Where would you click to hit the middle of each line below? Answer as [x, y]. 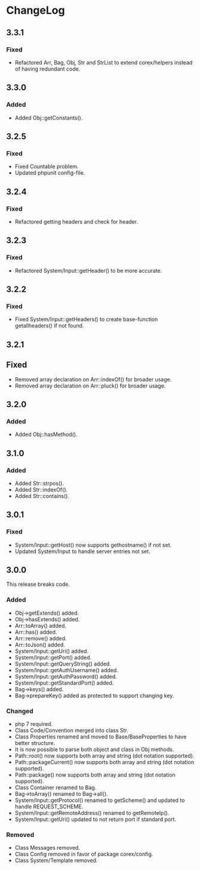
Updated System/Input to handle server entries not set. [82, 551]
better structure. [35, 743]
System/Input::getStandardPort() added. [64, 683]
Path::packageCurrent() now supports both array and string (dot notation [104, 762]
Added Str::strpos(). [39, 483]
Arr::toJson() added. [40, 645]
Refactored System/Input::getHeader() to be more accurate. [88, 270]
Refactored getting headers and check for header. [76, 221]
